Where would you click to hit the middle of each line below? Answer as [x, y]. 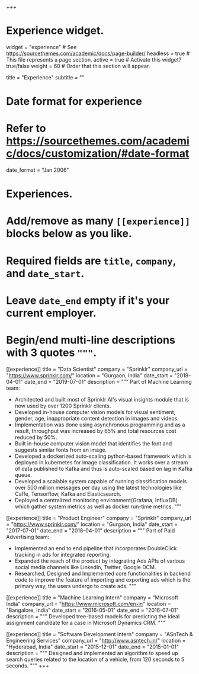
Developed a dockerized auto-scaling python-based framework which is [103, 456]
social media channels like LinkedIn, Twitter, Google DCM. [85, 567]
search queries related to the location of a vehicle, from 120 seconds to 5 [95, 659]
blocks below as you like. [69, 234]
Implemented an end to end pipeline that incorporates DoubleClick [96, 548]
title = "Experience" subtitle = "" [45, 77]
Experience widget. [55, 31]
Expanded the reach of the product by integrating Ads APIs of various [100, 561]
